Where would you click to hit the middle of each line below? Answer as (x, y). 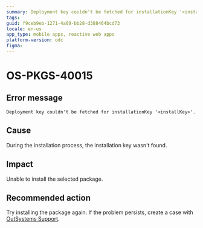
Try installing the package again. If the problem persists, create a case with (100, 212)
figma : (14, 46)
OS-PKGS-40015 (50, 76)
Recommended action (49, 198)
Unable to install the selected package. (55, 179)
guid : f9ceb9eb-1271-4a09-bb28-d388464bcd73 (63, 23)
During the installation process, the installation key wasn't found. (87, 145)
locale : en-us (24, 29)
